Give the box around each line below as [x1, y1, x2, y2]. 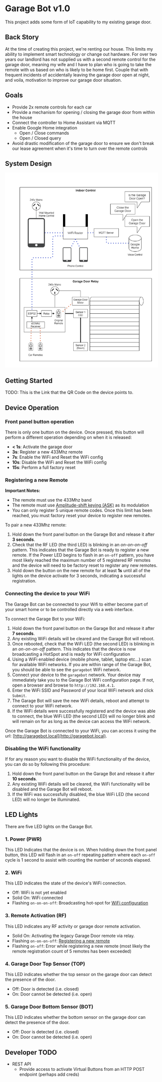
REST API [12, 1061, 32, 1067]
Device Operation [5, 403, 59, 412]
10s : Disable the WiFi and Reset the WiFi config [12, 459, 107, 465]
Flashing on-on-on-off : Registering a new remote [12, 938, 110, 944]
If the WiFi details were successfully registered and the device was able [12, 708, 156, 714]
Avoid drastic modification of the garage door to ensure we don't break [12, 140, 154, 146]
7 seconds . [12, 631, 35, 636]
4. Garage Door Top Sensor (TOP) [5, 960, 85, 967]
